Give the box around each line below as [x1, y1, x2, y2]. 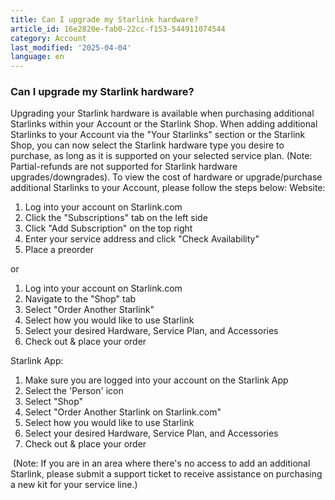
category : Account [10, 33, 87, 43]
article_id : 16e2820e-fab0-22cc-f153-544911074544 [10, 24, 226, 34]
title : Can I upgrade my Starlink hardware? [10, 14, 199, 25]
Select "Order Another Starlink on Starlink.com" [24, 406, 222, 418]
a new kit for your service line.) [10, 479, 138, 491]
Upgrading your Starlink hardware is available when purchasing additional [10, 107, 315, 120]
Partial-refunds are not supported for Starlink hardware [10, 161, 238, 173]
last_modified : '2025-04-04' [10, 42, 132, 53]
